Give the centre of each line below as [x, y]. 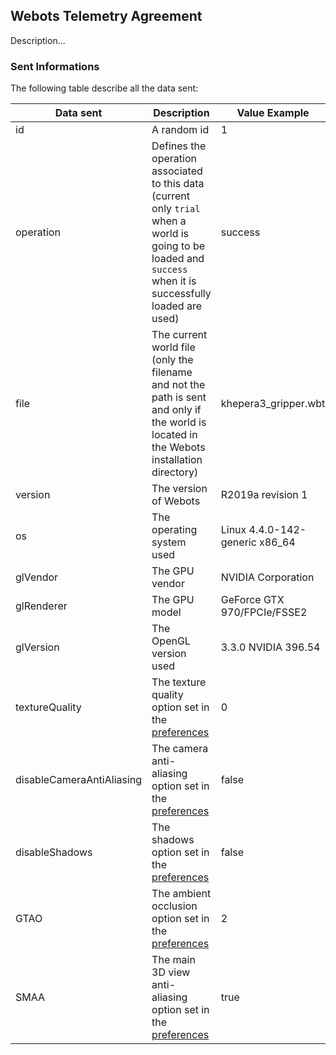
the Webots [178, 447]
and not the [178, 385]
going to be [178, 246]
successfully [181, 294]
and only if [176, 410]
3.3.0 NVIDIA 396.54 [270, 647]
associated [177, 171]
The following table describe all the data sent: [104, 88]
